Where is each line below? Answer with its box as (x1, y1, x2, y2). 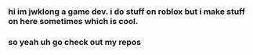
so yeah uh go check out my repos (8, 36, 142, 47)
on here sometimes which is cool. (8, 15, 139, 26)
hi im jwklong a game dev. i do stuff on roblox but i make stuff (8, 6, 245, 17)
